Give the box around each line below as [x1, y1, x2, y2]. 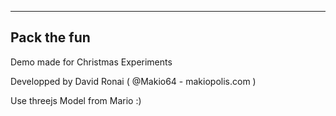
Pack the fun [10, 29, 91, 46]
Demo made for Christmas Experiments [10, 56, 173, 68]
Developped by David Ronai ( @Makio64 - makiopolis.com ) [10, 75, 257, 87]
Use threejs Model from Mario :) [10, 94, 142, 106]
